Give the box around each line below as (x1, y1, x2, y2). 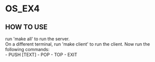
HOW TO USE (5, 23, 48, 31)
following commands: (5, 47, 50, 52)
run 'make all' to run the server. (5, 36, 70, 42)
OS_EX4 (5, 3, 40, 14)
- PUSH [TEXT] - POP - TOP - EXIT (5, 52, 78, 58)
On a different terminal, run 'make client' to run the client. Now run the (5, 41, 150, 47)
